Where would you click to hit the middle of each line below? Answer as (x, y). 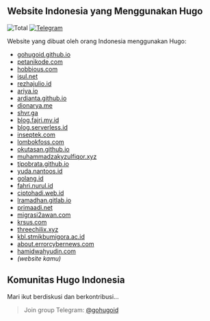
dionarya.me (35, 105)
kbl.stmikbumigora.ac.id (51, 237)
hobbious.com (37, 69)
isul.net (27, 76)
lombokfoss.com (41, 142)
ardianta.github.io (42, 98)
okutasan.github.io (43, 149)
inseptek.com (36, 134)
